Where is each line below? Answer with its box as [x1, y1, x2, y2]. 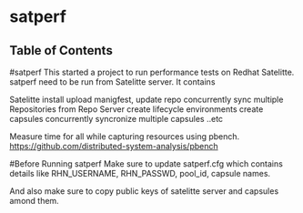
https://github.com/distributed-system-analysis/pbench [9, 141, 218, 151]
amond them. [9, 196, 59, 206]
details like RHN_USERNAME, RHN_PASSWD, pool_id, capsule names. [9, 168, 271, 178]
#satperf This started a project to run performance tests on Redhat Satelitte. [9, 66, 295, 77]
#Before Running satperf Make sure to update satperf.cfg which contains [9, 158, 284, 169]
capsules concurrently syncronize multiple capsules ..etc [9, 114, 224, 124]
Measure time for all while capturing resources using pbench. [9, 131, 240, 142]
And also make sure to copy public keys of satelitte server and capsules [9, 186, 279, 197]
